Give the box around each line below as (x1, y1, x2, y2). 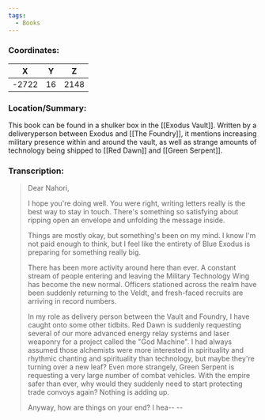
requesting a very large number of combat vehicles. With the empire (27, 371, 251, 380)
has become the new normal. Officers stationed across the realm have (27, 280, 257, 289)
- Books (15, 19, 41, 27)
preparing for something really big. (27, 248, 141, 257)
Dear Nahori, (27, 184, 70, 193)
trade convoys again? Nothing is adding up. (27, 388, 170, 397)
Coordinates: (8, 45, 60, 56)
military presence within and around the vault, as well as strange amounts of (8, 138, 257, 147)
